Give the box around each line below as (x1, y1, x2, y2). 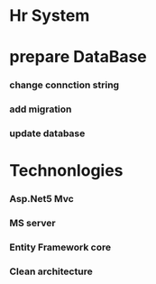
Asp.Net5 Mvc (9, 193, 74, 206)
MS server (9, 217, 56, 230)
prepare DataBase (9, 47, 147, 68)
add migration (9, 103, 72, 115)
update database (9, 127, 86, 140)
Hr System (9, 5, 90, 26)
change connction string (9, 78, 120, 91)
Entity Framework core (9, 241, 111, 253)
